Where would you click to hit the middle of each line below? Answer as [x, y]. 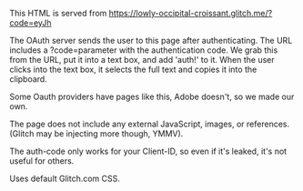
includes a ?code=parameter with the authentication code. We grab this [144, 50]
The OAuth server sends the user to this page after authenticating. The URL [151, 40]
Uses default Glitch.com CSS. [65, 178]
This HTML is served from [58, 13]
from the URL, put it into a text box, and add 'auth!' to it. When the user [142, 60]
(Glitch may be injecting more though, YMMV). [96, 134]
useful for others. [42, 161]
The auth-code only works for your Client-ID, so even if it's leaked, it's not [148, 151]
